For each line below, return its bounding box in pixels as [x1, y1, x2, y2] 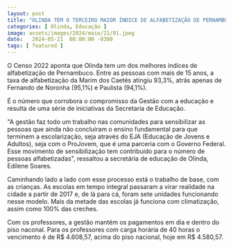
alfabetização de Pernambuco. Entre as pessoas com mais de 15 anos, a [7, 69, 214, 77]
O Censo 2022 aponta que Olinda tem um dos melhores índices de [7, 62, 198, 69]
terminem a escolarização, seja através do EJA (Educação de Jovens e [7, 132, 210, 141]
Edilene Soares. [7, 162, 52, 170]
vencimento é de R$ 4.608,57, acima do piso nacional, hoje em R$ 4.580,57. [7, 233, 223, 241]
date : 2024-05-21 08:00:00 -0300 [7, 36, 113, 43]
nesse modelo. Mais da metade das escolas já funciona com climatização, [7, 197, 220, 205]
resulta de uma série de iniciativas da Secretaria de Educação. [7, 105, 186, 112]
